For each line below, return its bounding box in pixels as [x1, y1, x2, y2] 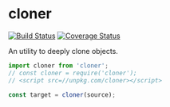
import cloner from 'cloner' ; [8, 61, 109, 70]
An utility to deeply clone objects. [8, 46, 118, 55]
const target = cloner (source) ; [8, 90, 116, 99]
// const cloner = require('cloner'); [8, 69, 137, 77]
